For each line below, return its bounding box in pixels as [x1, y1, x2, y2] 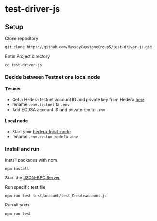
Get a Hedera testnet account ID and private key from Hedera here [12, 97, 145, 103]
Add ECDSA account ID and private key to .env [12, 107, 105, 113]
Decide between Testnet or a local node [5, 74, 100, 80]
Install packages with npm [5, 157, 57, 162]
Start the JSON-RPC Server [5, 175, 60, 180]
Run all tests [5, 202, 29, 207]
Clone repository [5, 35, 39, 41]
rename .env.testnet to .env [12, 102, 70, 107]
